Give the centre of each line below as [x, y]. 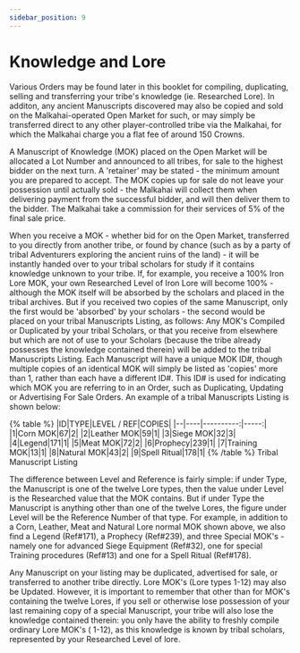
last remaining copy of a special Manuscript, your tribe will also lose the [141, 610]
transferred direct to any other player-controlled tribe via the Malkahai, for [146, 124]
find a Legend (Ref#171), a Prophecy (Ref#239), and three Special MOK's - [147, 536]
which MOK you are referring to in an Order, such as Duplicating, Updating [146, 387]
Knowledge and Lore [88, 61]
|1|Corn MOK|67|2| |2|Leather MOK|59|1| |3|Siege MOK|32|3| [123, 433]
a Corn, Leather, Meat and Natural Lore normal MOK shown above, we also [148, 526]
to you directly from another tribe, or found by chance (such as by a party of [150, 245]
